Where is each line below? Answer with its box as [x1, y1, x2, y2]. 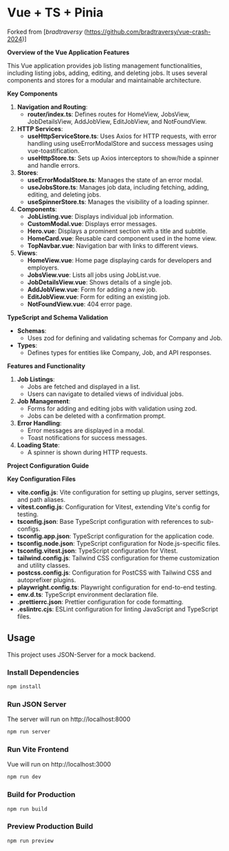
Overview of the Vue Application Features [7, 48, 130, 56]
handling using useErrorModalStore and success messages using [27, 139, 213, 147]
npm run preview [7, 837, 54, 844]
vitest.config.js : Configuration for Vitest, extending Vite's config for [17, 502, 210, 511]
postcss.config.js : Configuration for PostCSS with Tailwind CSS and [17, 568, 212, 577]
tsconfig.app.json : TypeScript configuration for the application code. [17, 531, 215, 540]
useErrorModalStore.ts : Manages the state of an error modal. [27, 175, 204, 184]
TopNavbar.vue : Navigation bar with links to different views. [27, 241, 199, 250]
